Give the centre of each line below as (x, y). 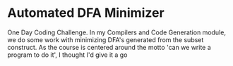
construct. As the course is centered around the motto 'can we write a (109, 47)
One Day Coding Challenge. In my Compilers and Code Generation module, (116, 32)
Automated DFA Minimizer (86, 13)
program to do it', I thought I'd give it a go (67, 55)
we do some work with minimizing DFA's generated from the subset (106, 39)
